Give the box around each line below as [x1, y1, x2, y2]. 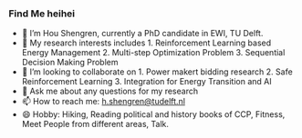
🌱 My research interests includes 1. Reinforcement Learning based [21, 37, 272, 48]
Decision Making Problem [21, 57, 119, 68]
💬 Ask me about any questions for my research [21, 85, 198, 97]
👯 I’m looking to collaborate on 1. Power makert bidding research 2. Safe [21, 66, 293, 77]
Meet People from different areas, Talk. [21, 119, 170, 130]
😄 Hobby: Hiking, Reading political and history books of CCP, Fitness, [21, 109, 286, 120]
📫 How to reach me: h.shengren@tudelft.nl [21, 96, 186, 107]
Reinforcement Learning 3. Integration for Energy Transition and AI [21, 76, 272, 87]
